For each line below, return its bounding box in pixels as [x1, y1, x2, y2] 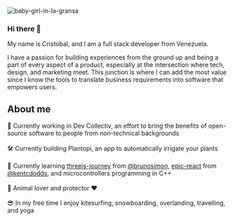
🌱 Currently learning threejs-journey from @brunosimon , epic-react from [7, 162, 217, 170]
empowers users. [7, 83, 57, 91]
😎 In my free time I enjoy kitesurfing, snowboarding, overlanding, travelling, [7, 199, 226, 207]
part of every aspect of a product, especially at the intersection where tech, [7, 61, 225, 69]
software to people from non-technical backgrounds [29, 129, 180, 137]
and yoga [7, 206, 35, 215]
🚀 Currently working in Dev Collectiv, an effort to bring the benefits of [7, 122, 207, 130]
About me [7, 103, 51, 115]
